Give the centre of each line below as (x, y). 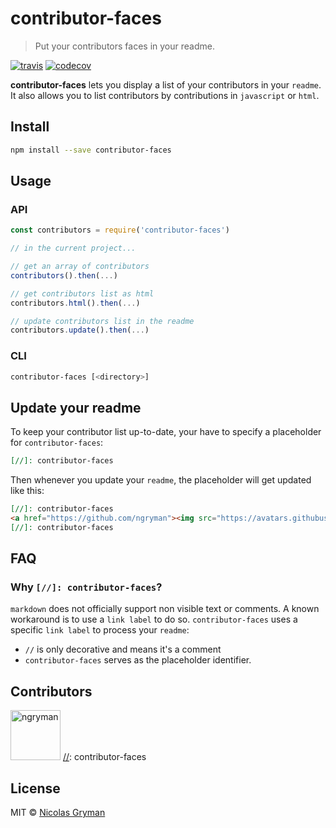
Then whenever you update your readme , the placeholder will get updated (161, 480)
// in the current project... (73, 248)
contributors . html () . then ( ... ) (75, 303)
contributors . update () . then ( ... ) (80, 330)
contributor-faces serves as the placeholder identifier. (138, 660)
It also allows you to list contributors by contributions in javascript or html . (165, 95)
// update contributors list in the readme (102, 321)
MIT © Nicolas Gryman (58, 813)
